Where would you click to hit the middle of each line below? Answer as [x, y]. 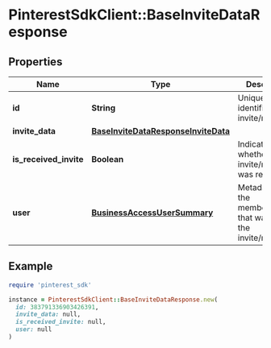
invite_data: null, [48, 315]
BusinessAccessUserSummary [152, 213]
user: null [34, 329]
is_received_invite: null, [61, 322]
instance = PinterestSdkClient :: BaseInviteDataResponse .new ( [113, 300]
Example [31, 266]
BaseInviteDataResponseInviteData [161, 131]
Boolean [108, 159]
